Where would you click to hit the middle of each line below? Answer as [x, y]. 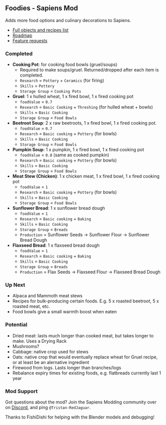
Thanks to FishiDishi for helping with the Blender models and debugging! [80, 417]
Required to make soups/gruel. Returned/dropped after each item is [89, 70]
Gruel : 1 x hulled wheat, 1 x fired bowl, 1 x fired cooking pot [73, 97]
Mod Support [21, 391]
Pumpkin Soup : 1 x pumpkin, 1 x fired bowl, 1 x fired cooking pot [78, 150]
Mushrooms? [26, 346]
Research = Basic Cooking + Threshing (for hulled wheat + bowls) [86, 107]
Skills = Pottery [37, 86]
